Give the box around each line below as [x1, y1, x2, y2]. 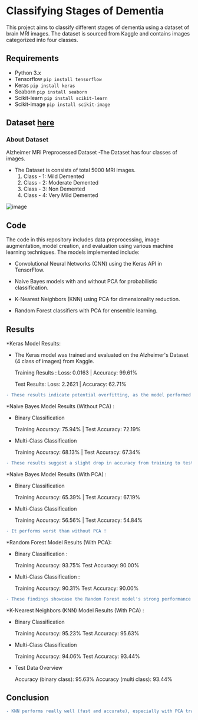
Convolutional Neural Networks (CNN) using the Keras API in [14, 260, 162, 267]
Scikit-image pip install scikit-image [14, 101, 111, 108]
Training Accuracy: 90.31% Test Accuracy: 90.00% [14, 585, 139, 592]
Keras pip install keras [14, 82, 75, 89]
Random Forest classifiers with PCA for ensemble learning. [14, 307, 158, 314]
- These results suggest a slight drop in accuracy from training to [6, 460, 181, 466]
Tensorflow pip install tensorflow [14, 75, 102, 82]
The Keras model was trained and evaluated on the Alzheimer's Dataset [14, 351, 189, 359]
